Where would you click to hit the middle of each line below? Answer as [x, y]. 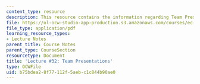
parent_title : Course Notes [41, 45]
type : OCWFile [24, 67]
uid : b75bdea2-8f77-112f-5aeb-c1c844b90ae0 [61, 72]
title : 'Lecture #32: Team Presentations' [60, 61]
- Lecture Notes [26, 39]
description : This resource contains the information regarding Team [94, 17]
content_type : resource [36, 12]
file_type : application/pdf [41, 28]
